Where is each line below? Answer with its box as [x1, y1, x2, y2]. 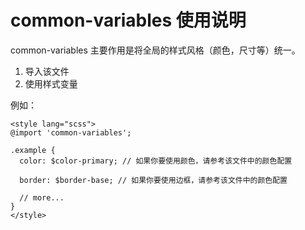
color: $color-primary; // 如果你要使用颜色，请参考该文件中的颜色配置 [19, 156, 293, 166]
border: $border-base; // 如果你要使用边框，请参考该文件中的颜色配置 [19, 175, 288, 185]
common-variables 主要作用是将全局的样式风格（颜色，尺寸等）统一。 [10, 44, 301, 56]
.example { [10, 145, 56, 155]
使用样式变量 [24, 77, 78, 90]
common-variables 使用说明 [10, 9, 247, 32]
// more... [19, 192, 65, 203]
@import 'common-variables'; [10, 127, 132, 138]
